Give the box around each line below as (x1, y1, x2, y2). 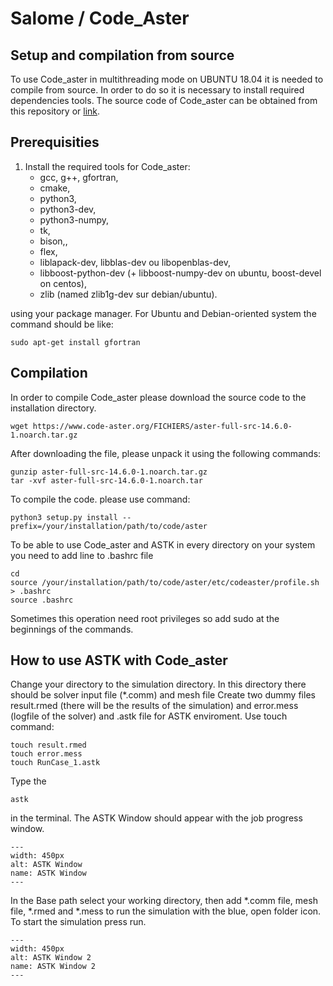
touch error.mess (10, 749, 83, 759)
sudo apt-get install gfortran (10, 337, 141, 347)
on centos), (39, 277, 87, 289)
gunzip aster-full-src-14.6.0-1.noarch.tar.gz (10, 467, 208, 477)
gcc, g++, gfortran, (39, 171, 119, 183)
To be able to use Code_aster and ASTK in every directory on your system (10, 538, 316, 551)
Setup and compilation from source (10, 47, 235, 64)
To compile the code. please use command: (10, 493, 191, 505)
